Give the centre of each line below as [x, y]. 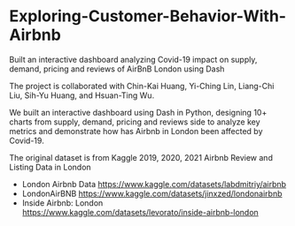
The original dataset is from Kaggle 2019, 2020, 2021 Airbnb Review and [141, 157]
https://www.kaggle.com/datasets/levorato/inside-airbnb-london [140, 212]
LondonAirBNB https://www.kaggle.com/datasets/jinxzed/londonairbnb [152, 193]
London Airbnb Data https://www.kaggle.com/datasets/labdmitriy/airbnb [154, 184]
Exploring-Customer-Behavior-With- [147, 16]
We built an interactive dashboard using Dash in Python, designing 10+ [138, 112]
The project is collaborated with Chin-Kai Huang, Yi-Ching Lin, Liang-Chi [142, 86]
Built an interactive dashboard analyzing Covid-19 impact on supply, [133, 59]
